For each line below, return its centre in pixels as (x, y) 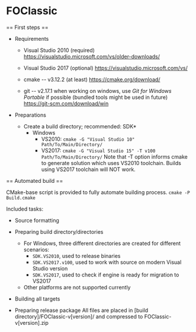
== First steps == (27, 27)
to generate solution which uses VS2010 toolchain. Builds (111, 163)
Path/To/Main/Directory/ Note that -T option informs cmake (114, 157)
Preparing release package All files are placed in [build (81, 310)
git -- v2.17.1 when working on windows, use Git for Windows (97, 91)
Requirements (32, 38)
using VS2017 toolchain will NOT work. (89, 169)
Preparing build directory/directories (59, 231)
